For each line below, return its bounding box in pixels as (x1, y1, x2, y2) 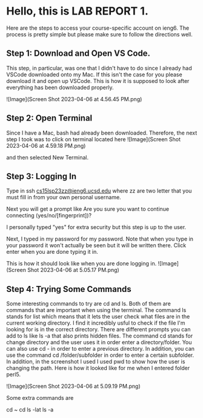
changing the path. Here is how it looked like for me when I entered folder (6, 365, 190, 372)
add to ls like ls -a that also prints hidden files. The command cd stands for (6, 332, 193, 340)
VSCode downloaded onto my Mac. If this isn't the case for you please (6, 71, 183, 78)
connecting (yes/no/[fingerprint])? (6, 212, 92, 219)
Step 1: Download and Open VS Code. (6, 48, 150, 59)
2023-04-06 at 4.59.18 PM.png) (6, 142, 86, 149)
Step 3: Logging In (6, 171, 77, 181)
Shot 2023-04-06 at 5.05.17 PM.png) (27, 267, 119, 274)
